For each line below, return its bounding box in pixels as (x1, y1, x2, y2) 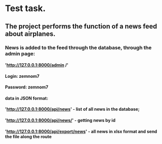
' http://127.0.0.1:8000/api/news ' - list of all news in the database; (5, 106, 140, 112)
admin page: (5, 50, 35, 57)
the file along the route (5, 133, 52, 139)
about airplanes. (5, 29, 56, 38)
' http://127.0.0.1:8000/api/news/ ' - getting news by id (5, 117, 115, 123)
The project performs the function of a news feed (5, 22, 157, 30)
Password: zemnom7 (5, 84, 49, 90)
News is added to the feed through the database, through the (5, 44, 152, 51)
